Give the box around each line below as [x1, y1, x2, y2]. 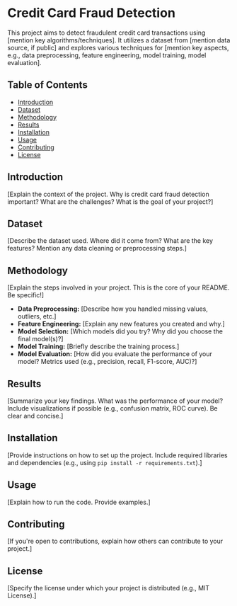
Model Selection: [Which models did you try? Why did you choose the [17, 327, 223, 336]
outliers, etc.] [17, 312, 57, 321]
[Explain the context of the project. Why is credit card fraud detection [7, 190, 210, 198]
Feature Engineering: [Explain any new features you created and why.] [17, 320, 225, 328]
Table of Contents [7, 79, 88, 91]
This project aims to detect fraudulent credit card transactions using [7, 28, 206, 37]
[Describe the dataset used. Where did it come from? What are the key [7, 236, 214, 245]
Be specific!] [7, 291, 45, 299]
